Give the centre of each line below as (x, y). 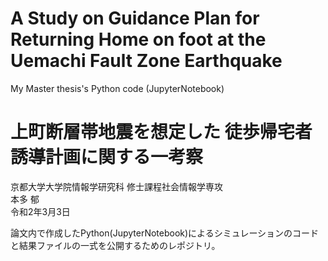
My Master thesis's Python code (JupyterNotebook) (117, 88)
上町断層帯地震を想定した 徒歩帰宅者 (161, 132)
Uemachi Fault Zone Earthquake (146, 61)
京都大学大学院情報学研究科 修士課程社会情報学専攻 (116, 186)
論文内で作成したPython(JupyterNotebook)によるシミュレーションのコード (165, 233)
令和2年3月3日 (40, 211)
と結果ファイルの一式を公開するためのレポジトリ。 (115, 245)
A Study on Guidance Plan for (135, 18)
